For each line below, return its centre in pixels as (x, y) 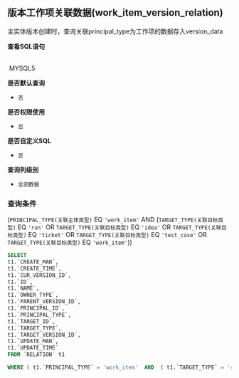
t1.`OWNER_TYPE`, (33, 295)
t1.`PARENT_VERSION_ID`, (44, 302)
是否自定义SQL (29, 140)
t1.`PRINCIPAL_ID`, (36, 308)
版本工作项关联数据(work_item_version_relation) (115, 13)
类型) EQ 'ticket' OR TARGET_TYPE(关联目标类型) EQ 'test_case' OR (110, 235)
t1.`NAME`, (23, 288)
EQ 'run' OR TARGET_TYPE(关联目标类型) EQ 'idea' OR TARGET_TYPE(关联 (119, 227)
